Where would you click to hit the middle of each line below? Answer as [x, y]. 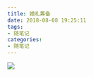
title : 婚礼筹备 [29, 14]
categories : [25, 40]
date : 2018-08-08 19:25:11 [47, 20]
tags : [15, 27]
